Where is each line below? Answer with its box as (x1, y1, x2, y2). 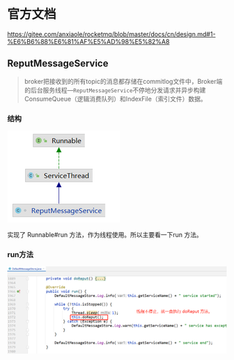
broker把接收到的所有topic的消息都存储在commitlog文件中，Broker (24, 77, 217, 85)
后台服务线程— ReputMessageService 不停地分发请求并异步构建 (30, 85, 206, 94)
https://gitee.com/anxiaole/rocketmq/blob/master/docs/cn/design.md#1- (7, 29, 216, 38)
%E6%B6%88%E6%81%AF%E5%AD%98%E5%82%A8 (7, 37, 170, 45)
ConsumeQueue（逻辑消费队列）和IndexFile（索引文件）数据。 (24, 94, 207, 103)
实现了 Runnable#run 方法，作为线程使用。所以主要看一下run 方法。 (7, 231, 203, 239)
